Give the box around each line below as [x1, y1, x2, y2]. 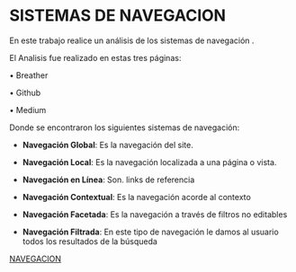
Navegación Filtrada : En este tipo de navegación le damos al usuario [22, 226, 279, 237]
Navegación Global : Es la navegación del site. [22, 139, 193, 150]
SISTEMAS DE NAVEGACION [9, 5, 227, 26]
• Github [9, 87, 41, 98]
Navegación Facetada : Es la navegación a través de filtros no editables [22, 208, 288, 220]
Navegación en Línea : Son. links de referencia [22, 174, 195, 185]
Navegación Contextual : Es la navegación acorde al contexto [22, 191, 252, 202]
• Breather [9, 69, 49, 81]
